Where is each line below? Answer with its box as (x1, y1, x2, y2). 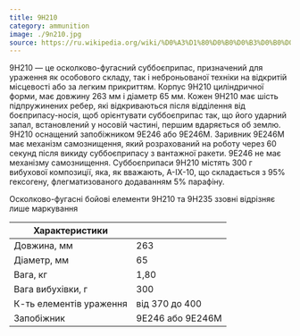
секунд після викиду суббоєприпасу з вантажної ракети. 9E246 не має (9, 148, 281, 159)
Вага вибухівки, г (13, 283, 88, 296)
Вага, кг (13, 269, 47, 281)
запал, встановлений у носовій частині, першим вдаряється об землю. (9, 120, 281, 130)
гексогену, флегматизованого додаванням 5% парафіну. (9, 176, 225, 188)
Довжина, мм (13, 239, 73, 252)
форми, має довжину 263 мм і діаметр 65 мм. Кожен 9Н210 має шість (9, 91, 279, 102)
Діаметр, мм (13, 254, 70, 266)
